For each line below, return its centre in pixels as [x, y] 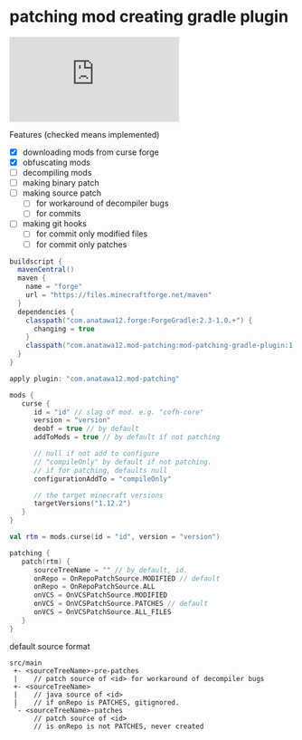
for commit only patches [81, 244]
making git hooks [55, 224]
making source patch [62, 193]
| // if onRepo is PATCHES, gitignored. [96, 702]
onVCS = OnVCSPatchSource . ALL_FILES [102, 612]
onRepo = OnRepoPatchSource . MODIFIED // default [127, 578]
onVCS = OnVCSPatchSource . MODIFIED [100, 595]
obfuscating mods [56, 162]
